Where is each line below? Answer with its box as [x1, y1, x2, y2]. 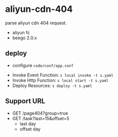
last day [19, 121, 36, 127]
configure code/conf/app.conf [12, 62, 73, 68]
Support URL [5, 97, 46, 105]
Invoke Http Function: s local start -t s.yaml [12, 77, 109, 83]
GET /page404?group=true [12, 110, 68, 116]
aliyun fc [12, 29, 30, 35]
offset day [19, 126, 41, 132]
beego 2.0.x [12, 35, 37, 41]
